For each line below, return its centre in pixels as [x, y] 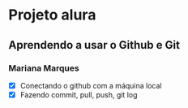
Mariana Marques [44, 68]
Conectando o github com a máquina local [91, 85]
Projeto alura [52, 15]
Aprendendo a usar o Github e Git [94, 45]
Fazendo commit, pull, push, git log [79, 94]
